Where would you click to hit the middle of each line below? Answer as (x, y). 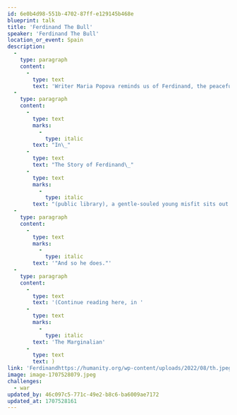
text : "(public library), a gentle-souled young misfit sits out (131, 204)
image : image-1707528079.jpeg (52, 375)
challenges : (25, 381)
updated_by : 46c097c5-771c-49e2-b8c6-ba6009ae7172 (83, 395)
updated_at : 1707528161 (42, 401)
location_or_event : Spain (45, 40)
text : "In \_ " (52, 145)
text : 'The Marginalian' (69, 342)
